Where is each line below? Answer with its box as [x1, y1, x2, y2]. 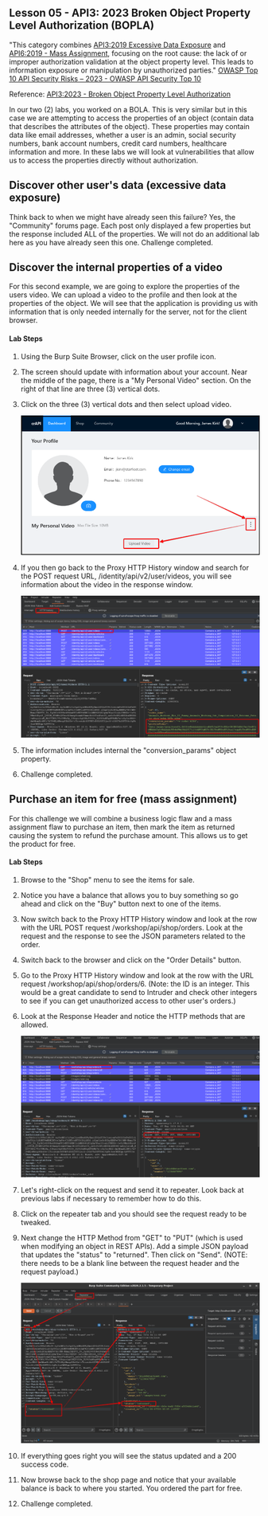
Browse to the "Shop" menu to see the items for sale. [20, 875, 195, 884]
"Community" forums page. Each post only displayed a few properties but [9, 221, 251, 230]
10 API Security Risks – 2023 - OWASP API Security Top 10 [9, 73, 202, 83]
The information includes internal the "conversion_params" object [20, 745, 237, 755]
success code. [20, 1459, 69, 1469]
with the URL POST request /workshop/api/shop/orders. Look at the [20, 923, 243, 932]
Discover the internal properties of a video [9, 261, 223, 274]
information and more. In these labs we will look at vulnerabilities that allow [9, 147, 254, 156]
